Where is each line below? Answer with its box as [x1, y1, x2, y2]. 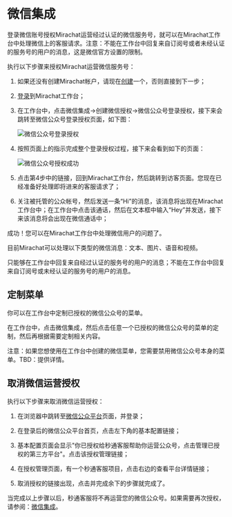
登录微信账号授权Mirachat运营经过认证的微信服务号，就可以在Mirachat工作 [7, 30, 221, 39]
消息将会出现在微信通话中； [29, 214, 108, 222]
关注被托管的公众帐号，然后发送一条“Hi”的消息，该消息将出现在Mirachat [17, 197, 223, 205]
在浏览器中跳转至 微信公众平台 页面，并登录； [17, 411, 145, 420]
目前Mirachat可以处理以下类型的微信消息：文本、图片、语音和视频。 [7, 243, 202, 252]
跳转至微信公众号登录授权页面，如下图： [17, 115, 133, 123]
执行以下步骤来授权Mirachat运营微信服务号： [7, 62, 135, 70]
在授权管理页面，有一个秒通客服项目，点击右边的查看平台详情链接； [17, 464, 211, 473]
